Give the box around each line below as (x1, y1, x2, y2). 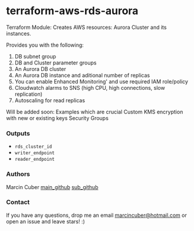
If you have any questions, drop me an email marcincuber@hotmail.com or (6, 212, 187, 219)
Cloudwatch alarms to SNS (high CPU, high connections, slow (14, 84, 165, 91)
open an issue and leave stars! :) (6, 217, 86, 225)
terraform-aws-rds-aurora (6, 4, 139, 18)
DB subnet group (14, 53, 57, 60)
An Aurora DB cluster (14, 65, 67, 72)
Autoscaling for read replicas (14, 96, 86, 104)
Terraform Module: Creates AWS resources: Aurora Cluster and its (6, 24, 167, 31)
